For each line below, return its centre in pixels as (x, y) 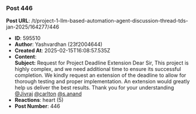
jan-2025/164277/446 (33, 27)
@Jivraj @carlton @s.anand (48, 94)
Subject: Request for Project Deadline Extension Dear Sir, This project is (102, 63)
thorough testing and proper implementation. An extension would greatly (102, 81)
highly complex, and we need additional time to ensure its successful (98, 69)
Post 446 (20, 8)
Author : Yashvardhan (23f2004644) (59, 44)
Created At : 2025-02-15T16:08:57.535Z (62, 51)
